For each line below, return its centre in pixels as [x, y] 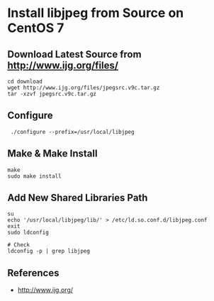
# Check [19, 245]
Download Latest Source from [74, 54]
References [33, 273]
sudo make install [34, 176]
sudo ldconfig [28, 233]
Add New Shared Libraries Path [78, 198]
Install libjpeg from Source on [96, 13]
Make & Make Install [52, 154]
